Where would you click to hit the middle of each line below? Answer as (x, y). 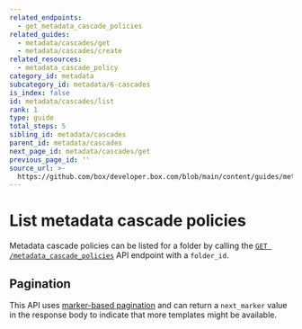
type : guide (31, 118)
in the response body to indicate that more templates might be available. (143, 315)
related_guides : (40, 34)
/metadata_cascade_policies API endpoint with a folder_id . (119, 255)
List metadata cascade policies (128, 221)
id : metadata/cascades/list (62, 101)
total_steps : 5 (38, 127)
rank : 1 (24, 110)
